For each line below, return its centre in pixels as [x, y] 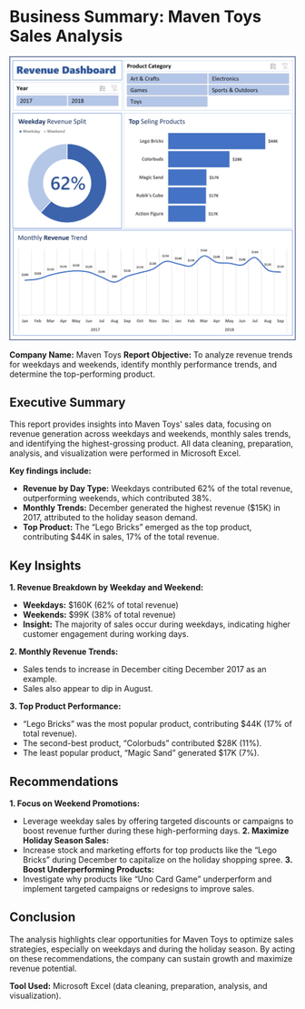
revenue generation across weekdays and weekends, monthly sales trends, [150, 434]
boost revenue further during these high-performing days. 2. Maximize [156, 831]
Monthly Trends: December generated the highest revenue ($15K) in [152, 508]
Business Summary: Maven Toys [135, 17]
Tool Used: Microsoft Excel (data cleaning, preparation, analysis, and [138, 985]
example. [39, 679]
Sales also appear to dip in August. [88, 689]
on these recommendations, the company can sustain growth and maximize [151, 958]
